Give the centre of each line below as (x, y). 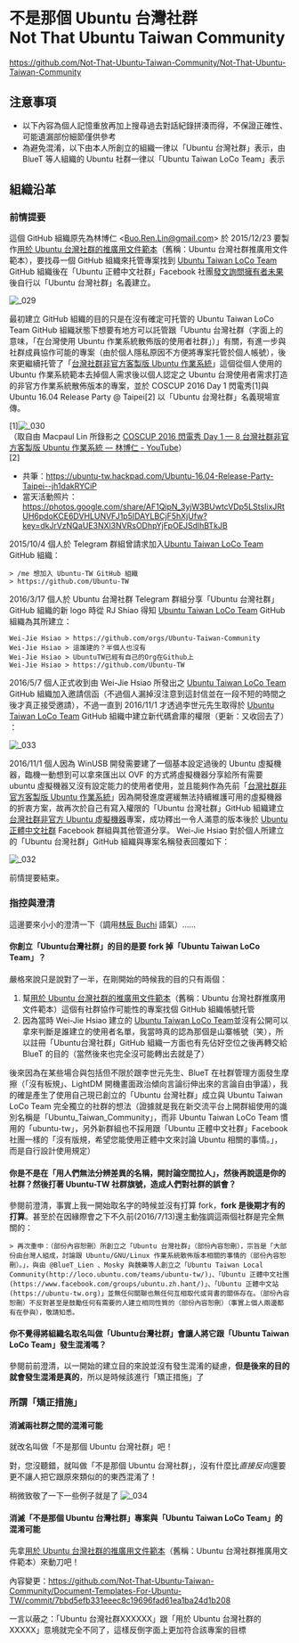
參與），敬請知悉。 (50, 1313)
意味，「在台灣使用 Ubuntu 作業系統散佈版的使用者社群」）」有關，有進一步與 (148, 341)
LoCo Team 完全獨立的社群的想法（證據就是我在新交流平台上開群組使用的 (145, 1105)
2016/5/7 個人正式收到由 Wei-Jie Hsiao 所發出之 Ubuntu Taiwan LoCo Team (148, 683)
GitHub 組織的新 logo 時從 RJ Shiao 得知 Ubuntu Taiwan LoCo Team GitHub (147, 611)
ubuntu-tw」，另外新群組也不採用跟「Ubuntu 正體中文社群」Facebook (160, 1128)
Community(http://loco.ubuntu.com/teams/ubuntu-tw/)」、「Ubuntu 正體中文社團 (149, 1275)
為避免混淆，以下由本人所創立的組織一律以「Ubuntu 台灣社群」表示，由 (154, 147)
